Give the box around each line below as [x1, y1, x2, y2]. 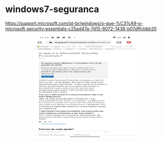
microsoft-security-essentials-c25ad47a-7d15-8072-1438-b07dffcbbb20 [5, 25, 157, 31]
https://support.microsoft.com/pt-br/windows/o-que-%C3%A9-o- [5, 20, 143, 26]
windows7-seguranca [5, 4, 99, 15]
